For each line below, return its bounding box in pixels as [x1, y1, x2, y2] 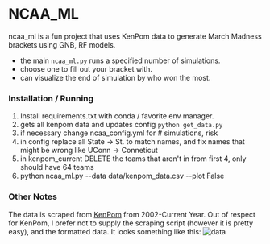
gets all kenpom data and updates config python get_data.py [19, 120, 223, 130]
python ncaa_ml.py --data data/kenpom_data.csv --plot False [19, 171, 225, 181]
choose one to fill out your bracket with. [19, 64, 153, 73]
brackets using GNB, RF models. [8, 39, 116, 49]
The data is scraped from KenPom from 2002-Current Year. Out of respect [8, 209, 256, 219]
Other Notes [8, 191, 58, 202]
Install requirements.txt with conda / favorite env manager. [19, 111, 214, 121]
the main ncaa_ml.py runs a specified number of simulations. [19, 56, 221, 65]
